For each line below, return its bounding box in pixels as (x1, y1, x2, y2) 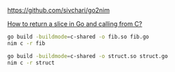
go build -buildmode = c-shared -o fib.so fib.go (7, 33, 150, 40)
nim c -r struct (7, 59, 55, 66)
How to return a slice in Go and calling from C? (7, 20, 143, 28)
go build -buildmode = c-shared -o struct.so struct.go (7, 52, 169, 59)
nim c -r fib (7, 40, 46, 47)
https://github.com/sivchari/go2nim (7, 6, 110, 14)
